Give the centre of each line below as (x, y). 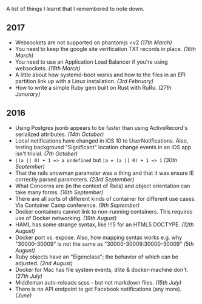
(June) (23, 295)
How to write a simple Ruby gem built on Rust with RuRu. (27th (93, 87)
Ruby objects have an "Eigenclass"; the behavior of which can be (97, 257)
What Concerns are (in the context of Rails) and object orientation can (103, 186)
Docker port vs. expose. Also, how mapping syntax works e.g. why (99, 237)
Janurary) (28, 94)
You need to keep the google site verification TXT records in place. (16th (105, 49)
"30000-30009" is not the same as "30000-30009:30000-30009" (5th (104, 244)
